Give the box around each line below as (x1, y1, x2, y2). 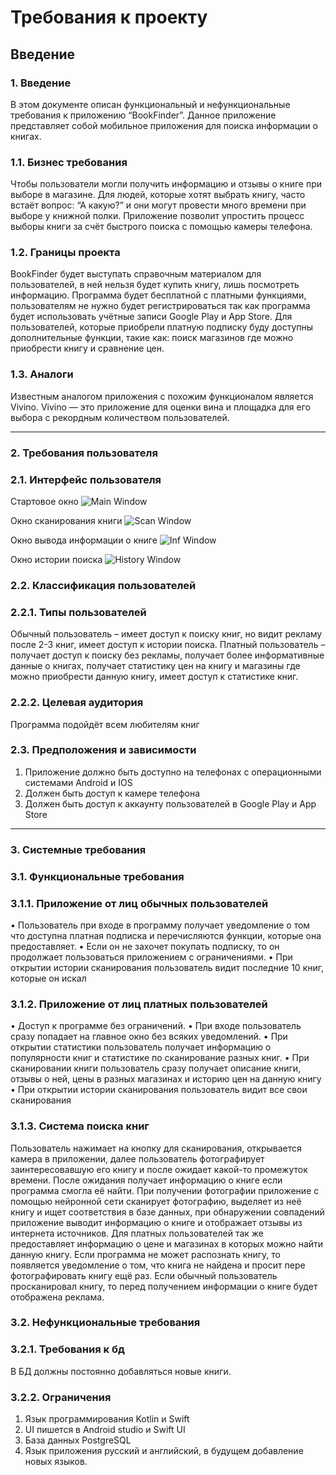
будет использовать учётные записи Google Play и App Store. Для (10, 311, 293, 323)
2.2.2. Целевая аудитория (10, 696, 144, 710)
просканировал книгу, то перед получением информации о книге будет (10, 1280, 318, 1292)
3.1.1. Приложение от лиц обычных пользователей (10, 896, 269, 910)
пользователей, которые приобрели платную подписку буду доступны (10, 321, 314, 333)
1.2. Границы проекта (10, 246, 121, 260)
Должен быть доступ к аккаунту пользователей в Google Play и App (24, 797, 317, 810)
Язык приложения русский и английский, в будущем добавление (24, 1445, 304, 1457)
